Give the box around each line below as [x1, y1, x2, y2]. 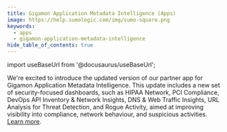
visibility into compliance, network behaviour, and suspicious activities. [7, 110, 208, 118]
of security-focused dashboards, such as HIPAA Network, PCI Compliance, [7, 88, 219, 96]
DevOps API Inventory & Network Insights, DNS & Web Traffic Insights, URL [7, 96, 220, 103]
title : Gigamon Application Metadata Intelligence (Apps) [7, 10, 176, 17]
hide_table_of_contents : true [7, 42, 94, 49]
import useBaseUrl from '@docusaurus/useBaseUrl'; [7, 61, 156, 68]
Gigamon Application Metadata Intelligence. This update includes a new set [7, 81, 221, 89]
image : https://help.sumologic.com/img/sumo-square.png [7, 16, 170, 23]
